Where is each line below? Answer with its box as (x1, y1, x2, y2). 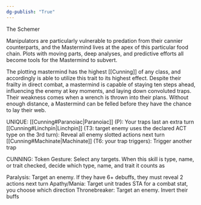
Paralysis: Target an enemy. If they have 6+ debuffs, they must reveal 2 (6, 173, 183, 181)
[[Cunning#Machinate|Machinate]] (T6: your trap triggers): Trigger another (6, 137, 192, 145)
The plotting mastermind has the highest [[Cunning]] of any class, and (6, 68, 181, 75)
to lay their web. (6, 106, 46, 113)
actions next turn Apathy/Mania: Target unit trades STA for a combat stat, (6, 180, 188, 187)
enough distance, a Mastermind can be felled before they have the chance (6, 100, 192, 107)
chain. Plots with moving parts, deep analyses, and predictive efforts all (6, 49, 184, 57)
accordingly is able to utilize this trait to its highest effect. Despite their (6, 74, 182, 81)
